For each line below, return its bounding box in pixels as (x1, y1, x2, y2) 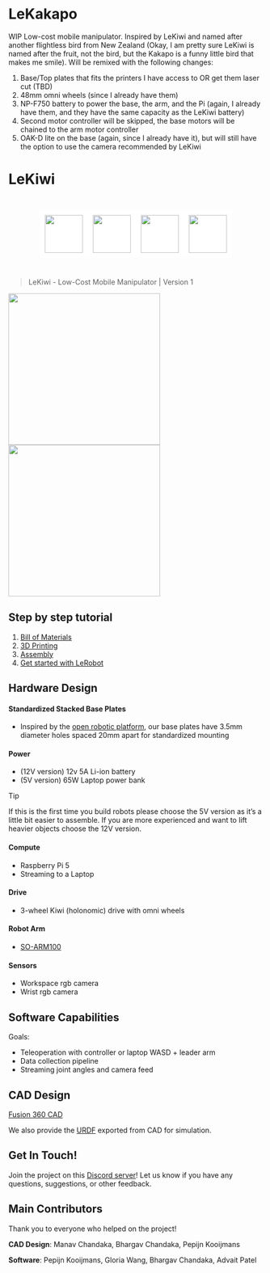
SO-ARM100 (19, 942, 62, 952)
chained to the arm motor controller (19, 124, 139, 134)
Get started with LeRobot (19, 658, 103, 668)
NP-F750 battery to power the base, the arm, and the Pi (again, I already (19, 99, 261, 108)
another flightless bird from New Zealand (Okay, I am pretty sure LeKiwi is (8, 40, 255, 49)
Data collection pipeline (19, 1056, 99, 1066)
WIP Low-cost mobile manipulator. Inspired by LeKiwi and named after (8, 32, 243, 41)
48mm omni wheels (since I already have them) (19, 90, 179, 99)
